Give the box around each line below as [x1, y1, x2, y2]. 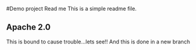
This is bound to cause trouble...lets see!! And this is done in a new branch [6, 38, 191, 45]
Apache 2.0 [6, 22, 51, 32]
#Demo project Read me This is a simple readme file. [6, 5, 137, 12]
